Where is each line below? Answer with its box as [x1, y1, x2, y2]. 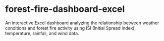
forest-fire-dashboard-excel [5, 3, 125, 15]
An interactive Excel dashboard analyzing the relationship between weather [5, 20, 160, 26]
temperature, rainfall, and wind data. [5, 30, 79, 36]
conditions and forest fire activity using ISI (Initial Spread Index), [5, 25, 136, 31]
